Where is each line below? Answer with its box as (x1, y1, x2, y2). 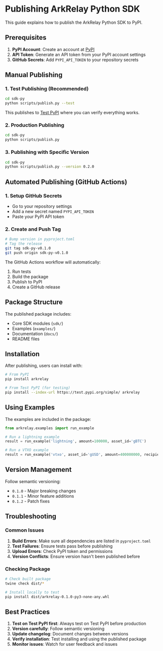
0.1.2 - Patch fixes (12, 498, 50, 504)
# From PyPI (5, 372, 29, 377)
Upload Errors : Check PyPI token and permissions (12, 548, 113, 554)
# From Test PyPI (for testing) (5, 385, 70, 390)
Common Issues (5, 527, 45, 534)
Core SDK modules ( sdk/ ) (12, 320, 64, 326)
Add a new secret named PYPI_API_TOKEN (12, 208, 94, 214)
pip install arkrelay (5, 377, 49, 382)
